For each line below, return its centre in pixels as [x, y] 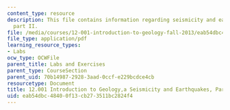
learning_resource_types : [44, 45]
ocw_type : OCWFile [33, 58]
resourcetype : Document [41, 83]
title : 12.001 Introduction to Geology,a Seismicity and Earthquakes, [110, 90]
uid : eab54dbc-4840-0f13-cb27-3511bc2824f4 [70, 96]
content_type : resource [41, 13]
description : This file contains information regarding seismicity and [111, 20]
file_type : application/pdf [47, 39]
